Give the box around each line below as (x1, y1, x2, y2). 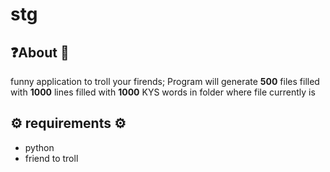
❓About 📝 (10, 44, 70, 61)
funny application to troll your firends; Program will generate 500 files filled (10, 76, 320, 87)
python (24, 141, 55, 153)
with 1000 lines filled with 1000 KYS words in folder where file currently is (10, 86, 316, 98)
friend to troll (24, 152, 79, 164)
